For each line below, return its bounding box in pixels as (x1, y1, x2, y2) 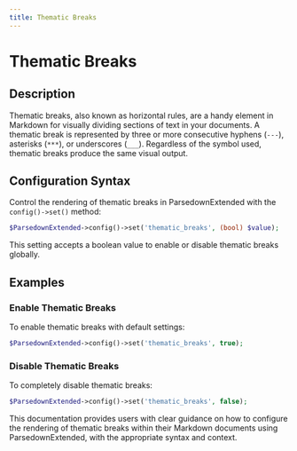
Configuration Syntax (9, 174, 131, 189)
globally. (9, 249, 41, 260)
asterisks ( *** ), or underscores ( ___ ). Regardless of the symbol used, (9, 138, 262, 149)
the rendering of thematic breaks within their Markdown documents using (9, 423, 278, 433)
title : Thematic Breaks (9, 12, 98, 22)
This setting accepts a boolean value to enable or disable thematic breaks (9, 240, 279, 250)
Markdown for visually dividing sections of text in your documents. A (9, 119, 260, 130)
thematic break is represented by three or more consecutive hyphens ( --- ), (9, 129, 285, 139)
